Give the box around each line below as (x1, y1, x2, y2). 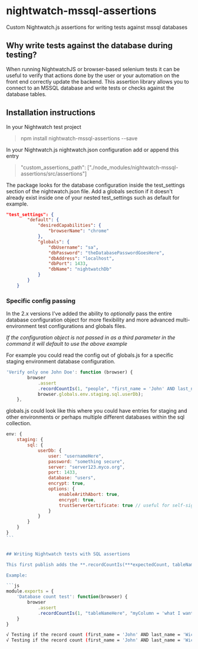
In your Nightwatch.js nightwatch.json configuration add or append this (6, 146, 179, 153)
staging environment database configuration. (6, 358, 115, 365)
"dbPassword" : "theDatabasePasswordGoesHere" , (48, 250, 165, 256)
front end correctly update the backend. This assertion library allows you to (6, 78, 190, 85)
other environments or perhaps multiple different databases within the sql (6, 413, 184, 420)
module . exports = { (6, 588, 54, 594)
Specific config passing (6, 296, 75, 304)
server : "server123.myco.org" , (48, 464, 126, 470)
